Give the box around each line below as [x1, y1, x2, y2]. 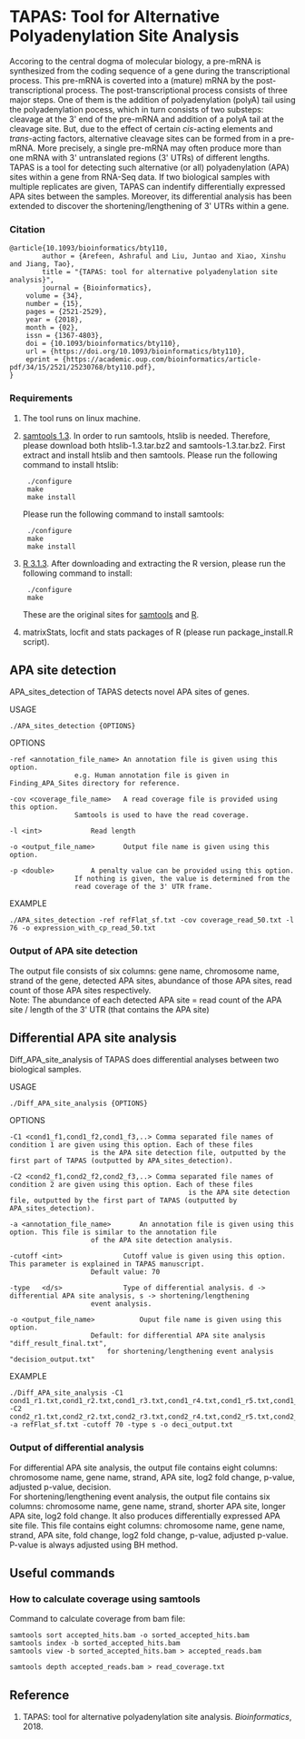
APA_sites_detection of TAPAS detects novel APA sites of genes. [9, 687, 250, 697]
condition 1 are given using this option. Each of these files [9, 1141, 254, 1150]
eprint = [25, 355, 59, 364]
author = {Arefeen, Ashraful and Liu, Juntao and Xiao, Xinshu [42, 252, 286, 261]
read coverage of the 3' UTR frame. [74, 883, 213, 892]
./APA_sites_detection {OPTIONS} [9, 722, 136, 731]
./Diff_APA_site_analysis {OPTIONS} [9, 1099, 148, 1109]
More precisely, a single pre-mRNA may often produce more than [37, 143, 281, 153]
